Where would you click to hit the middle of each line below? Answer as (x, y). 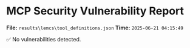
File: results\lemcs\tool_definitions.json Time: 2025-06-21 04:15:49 (95, 28)
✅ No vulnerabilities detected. (44, 39)
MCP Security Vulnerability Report (95, 11)
